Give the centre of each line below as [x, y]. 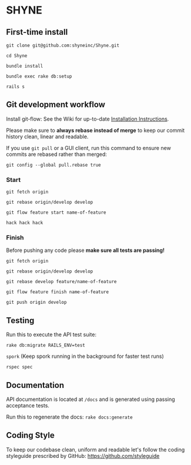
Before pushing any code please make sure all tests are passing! [86, 250]
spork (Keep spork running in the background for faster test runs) [85, 356]
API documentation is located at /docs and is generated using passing [91, 399]
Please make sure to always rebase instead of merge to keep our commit [95, 130]
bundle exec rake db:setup [39, 77]
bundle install [25, 66]
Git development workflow [56, 104]
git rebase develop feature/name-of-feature [61, 282]
